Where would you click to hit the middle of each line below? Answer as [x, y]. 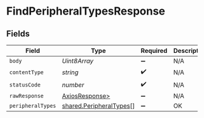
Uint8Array [78, 61]
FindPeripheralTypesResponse [86, 11]
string [70, 72]
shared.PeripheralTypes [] [98, 106]
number [73, 85]
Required [154, 51]
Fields [18, 34]
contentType [27, 72]
